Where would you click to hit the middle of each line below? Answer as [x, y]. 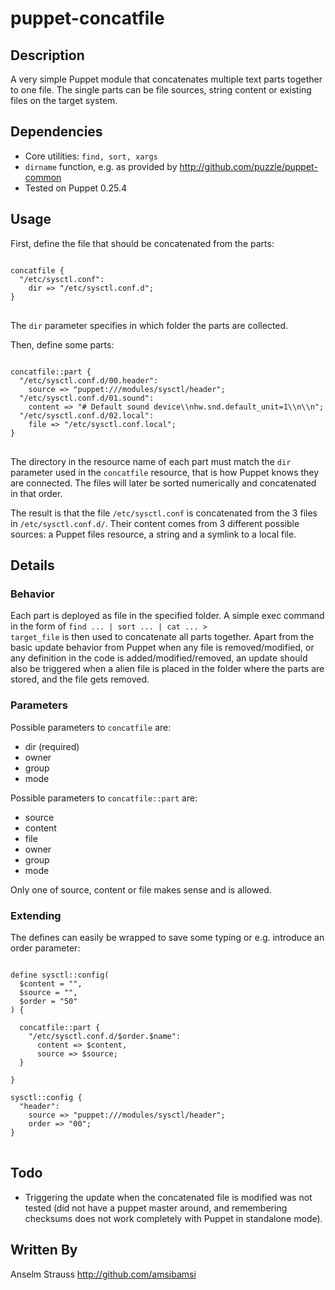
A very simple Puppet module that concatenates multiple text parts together [166, 79]
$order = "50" [48, 1001]
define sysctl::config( [60, 975]
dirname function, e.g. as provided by [101, 166]
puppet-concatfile [87, 18]
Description [47, 55]
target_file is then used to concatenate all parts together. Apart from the [162, 637]
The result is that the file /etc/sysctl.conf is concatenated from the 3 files [164, 513]
